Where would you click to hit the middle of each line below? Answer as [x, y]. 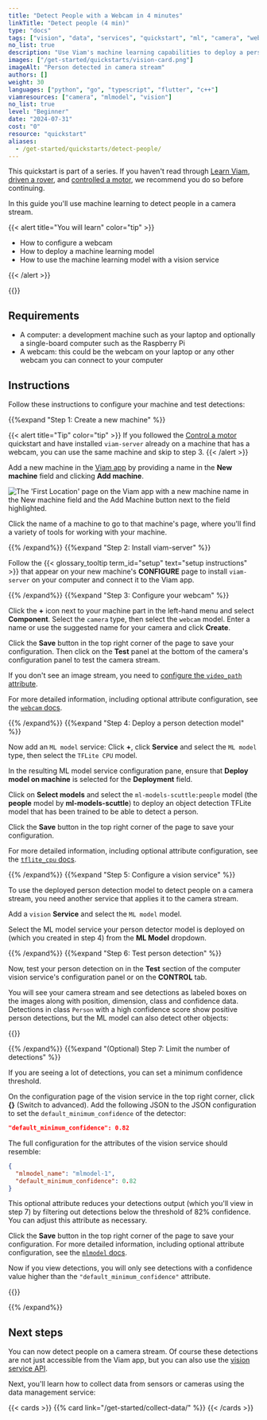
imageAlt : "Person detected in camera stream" [87, 68]
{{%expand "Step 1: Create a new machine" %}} [87, 420]
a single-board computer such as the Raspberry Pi [102, 344]
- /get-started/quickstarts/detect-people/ [88, 149]
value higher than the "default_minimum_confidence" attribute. [109, 1277]
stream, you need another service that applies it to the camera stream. [123, 899]
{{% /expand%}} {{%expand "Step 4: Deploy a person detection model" [126, 723]
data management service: [52, 1392]
